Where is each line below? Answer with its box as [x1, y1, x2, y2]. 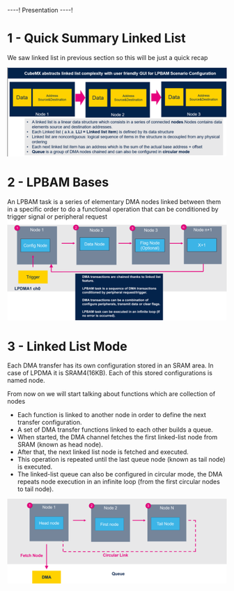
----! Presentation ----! [7, 6, 73, 14]
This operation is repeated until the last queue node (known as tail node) [17, 455, 226, 464]
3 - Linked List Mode [7, 338, 127, 354]
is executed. [17, 462, 53, 471]
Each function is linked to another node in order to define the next [17, 411, 207, 419]
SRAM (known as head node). [17, 440, 103, 449]
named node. [7, 377, 45, 385]
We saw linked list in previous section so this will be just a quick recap [7, 53, 208, 61]
